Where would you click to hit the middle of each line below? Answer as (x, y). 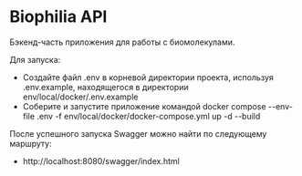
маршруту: (31, 143)
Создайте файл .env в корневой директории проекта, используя (148, 77)
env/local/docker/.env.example (80, 97)
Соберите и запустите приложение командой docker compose (144, 106)
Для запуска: (35, 59)
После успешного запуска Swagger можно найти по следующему (138, 133)
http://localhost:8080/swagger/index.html (101, 160)
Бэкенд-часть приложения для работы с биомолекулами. (122, 42)
